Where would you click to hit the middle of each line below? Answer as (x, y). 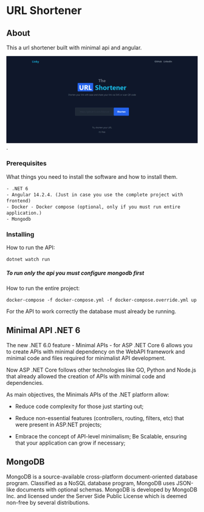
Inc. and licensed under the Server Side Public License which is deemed (97, 496)
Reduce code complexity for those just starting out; (79, 406)
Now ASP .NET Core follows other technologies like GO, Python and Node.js (101, 370)
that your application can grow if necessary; (70, 443)
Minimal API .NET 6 (43, 330)
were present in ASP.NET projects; (58, 424)
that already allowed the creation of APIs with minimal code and (86, 376)
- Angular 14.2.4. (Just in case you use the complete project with (95, 195)
